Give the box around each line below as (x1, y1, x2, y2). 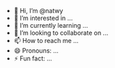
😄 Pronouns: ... (13, 46, 59, 55)
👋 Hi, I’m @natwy (13, 7, 63, 15)
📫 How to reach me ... (13, 37, 79, 44)
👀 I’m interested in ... (13, 14, 73, 22)
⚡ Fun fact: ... (13, 54, 52, 62)
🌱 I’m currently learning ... (13, 22, 89, 29)
